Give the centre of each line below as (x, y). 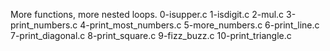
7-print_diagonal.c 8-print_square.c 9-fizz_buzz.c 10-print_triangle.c (151, 35)
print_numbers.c (44, 25)
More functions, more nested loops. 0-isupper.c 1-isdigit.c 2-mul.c (147, 14)
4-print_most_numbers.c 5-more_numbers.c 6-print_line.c (199, 25)
